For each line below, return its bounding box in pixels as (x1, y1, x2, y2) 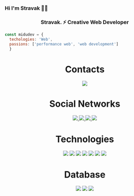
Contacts (64, 63, 105, 75)
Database (64, 168, 106, 180)
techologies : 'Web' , (9, 37, 53, 42)
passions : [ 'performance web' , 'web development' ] (9, 41, 119, 46)
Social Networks (49, 98, 120, 109)
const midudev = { (5, 32, 44, 37)
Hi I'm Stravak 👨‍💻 (5, 5, 48, 12)
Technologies (55, 133, 115, 145)
